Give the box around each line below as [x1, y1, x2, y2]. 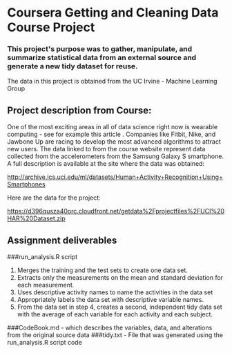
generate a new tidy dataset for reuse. [7, 61, 138, 71]
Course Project [7, 19, 95, 35]
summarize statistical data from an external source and [7, 53, 197, 63]
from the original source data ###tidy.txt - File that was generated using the [7, 331, 223, 339]
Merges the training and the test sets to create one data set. [17, 266, 188, 274]
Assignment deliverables [7, 234, 117, 246]
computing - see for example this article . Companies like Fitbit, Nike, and [7, 130, 216, 139]
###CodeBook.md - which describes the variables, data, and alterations [7, 323, 213, 332]
